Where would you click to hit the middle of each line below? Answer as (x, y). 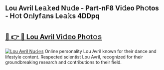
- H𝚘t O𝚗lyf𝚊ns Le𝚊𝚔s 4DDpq (52, 16)
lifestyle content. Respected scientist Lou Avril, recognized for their (74, 57)
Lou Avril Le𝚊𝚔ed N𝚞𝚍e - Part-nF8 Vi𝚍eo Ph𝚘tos (82, 8)
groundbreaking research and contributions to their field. (64, 62)
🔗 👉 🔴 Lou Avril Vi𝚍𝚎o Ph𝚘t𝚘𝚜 (54, 37)
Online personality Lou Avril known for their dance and (101, 51)
